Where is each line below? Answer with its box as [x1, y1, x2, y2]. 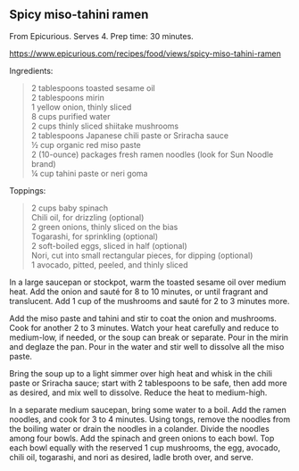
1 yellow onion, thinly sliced [30, 102, 132, 112]
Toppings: [9, 185, 46, 195]
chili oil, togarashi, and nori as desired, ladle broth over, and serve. [9, 451, 254, 462]
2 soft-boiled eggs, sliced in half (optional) [30, 240, 187, 251]
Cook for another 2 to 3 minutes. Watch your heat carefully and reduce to [9, 322, 279, 333]
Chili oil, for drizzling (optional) [30, 211, 145, 222]
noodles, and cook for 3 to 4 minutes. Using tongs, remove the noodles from [9, 414, 291, 425]
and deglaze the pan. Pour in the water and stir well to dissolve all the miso [9, 341, 285, 351]
